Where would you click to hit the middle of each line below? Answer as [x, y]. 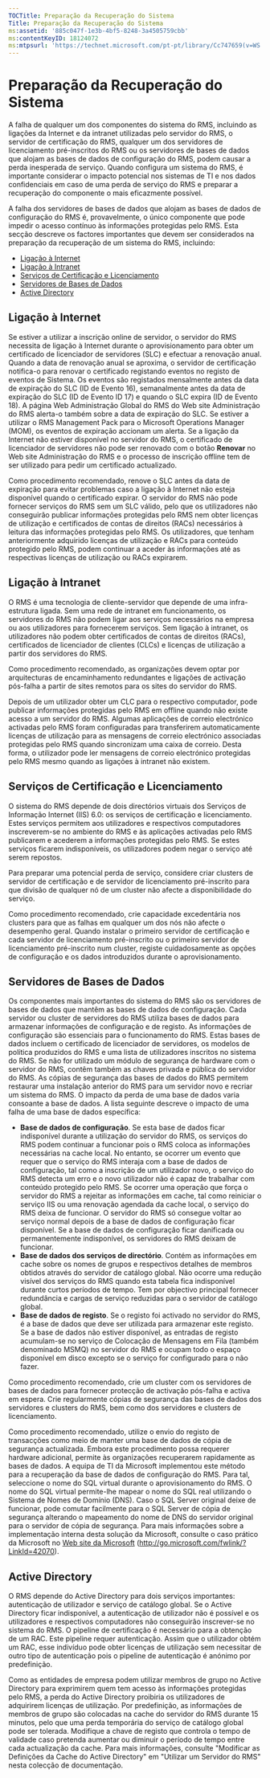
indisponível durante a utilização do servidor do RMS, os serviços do [133, 1136]
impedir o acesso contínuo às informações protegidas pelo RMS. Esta [123, 226]
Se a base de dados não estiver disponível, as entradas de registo [129, 1332]
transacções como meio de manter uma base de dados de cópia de [120, 1441]
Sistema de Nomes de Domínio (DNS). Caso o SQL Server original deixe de [132, 1500]
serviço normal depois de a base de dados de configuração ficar [127, 1221]
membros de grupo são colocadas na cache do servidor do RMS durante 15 [133, 1714]
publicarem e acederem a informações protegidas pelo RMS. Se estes [124, 840]
